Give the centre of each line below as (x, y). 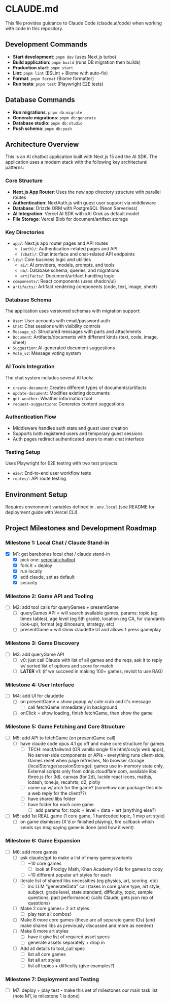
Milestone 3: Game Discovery (42, 643)
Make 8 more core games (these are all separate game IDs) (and (88, 920)
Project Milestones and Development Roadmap (81, 528)
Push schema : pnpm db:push (42, 128)
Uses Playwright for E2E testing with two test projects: (62, 463)
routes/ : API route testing (39, 479)
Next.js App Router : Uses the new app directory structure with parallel (87, 192)
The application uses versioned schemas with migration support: (73, 311)
